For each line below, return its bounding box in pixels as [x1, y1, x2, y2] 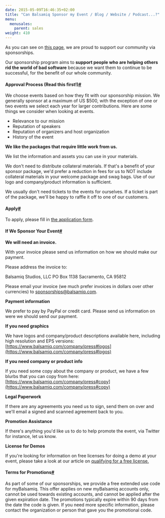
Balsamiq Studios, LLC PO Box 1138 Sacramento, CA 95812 [5, 273, 126, 279]
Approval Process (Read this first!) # [5, 81, 81, 87]
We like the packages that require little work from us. [5, 143, 117, 150]
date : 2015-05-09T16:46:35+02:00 [5, 7, 75, 12]
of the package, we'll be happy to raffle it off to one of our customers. [5, 194, 149, 200]
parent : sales [14, 26, 43, 31]
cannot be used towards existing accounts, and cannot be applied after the [5, 491, 160, 497]
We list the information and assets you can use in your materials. [5, 153, 138, 159]
